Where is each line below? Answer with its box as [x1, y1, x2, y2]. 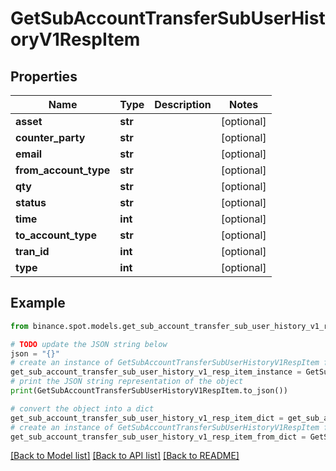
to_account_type [15, 228, 97, 242]
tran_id [15, 245, 50, 258]
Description [154, 98, 212, 111]
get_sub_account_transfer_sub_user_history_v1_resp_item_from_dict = [10, 432, 307, 442]
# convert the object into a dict [10, 403, 155, 414]
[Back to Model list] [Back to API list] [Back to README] [10, 450, 240, 462]
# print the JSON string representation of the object [10, 377, 244, 387]
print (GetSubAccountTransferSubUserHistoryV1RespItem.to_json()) [10, 386, 288, 396]
